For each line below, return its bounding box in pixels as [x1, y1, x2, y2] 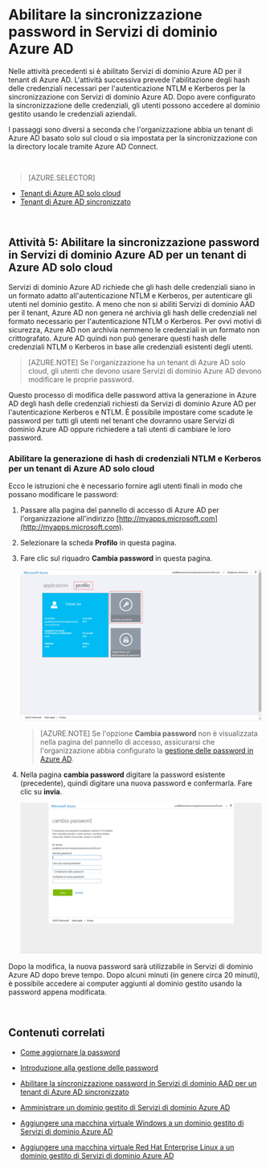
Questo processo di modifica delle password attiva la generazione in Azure [8, 390, 257, 399]
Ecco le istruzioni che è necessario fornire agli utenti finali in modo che [8, 481, 243, 491]
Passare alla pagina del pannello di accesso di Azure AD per [19, 505, 219, 515]
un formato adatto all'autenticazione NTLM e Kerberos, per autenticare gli [8, 291, 253, 300]
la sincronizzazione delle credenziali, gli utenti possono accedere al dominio [8, 100, 260, 110]
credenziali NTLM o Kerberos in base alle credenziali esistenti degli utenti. [8, 341, 253, 351]
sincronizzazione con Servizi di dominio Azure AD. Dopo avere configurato [8, 92, 256, 101]
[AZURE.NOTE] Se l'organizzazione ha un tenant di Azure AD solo [27, 357, 246, 367]
